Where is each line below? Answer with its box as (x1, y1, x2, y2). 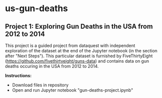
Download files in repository (12, 82, 69, 88)
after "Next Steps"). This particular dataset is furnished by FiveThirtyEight (5, 53, 153, 59)
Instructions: (5, 73, 32, 78)
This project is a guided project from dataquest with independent (5, 43, 135, 49)
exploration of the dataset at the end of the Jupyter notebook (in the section (5, 48, 158, 53)
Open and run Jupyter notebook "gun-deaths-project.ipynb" (12, 87, 133, 93)
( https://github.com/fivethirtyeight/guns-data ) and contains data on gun (5, 58, 149, 64)
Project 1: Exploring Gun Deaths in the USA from (5, 22, 153, 31)
